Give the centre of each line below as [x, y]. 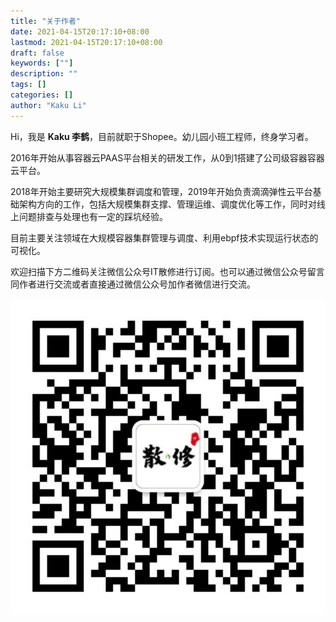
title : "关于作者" [46, 21]
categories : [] [42, 95]
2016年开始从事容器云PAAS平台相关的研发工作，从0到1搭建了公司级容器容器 [167, 157]
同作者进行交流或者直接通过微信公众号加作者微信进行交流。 [133, 284]
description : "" [44, 74]
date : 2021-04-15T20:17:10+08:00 [80, 31]
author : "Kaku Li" [48, 105]
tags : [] [28, 85]
